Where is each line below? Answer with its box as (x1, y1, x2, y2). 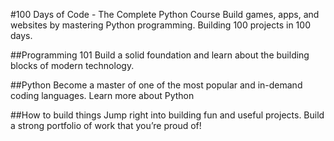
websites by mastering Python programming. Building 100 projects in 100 (10, 19, 311, 31)
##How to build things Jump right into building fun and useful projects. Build (10, 109, 325, 121)
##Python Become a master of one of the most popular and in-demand (10, 79, 303, 91)
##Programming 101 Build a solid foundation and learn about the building (10, 49, 310, 61)
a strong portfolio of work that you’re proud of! (10, 120, 202, 131)
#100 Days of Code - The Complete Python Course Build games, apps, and (10, 9, 320, 20)
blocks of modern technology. (10, 60, 135, 71)
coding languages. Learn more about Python (10, 90, 195, 101)
